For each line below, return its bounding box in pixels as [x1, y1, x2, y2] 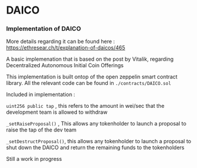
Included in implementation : [6, 91, 76, 98]
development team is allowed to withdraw [6, 108, 108, 116]
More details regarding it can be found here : [6, 38, 115, 45]
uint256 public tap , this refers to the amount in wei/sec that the [6, 103, 164, 110]
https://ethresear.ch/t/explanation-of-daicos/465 [6, 44, 125, 51]
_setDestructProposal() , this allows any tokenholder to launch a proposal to [6, 138, 191, 145]
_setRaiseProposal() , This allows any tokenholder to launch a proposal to [6, 120, 186, 127]
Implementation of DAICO [6, 25, 82, 33]
